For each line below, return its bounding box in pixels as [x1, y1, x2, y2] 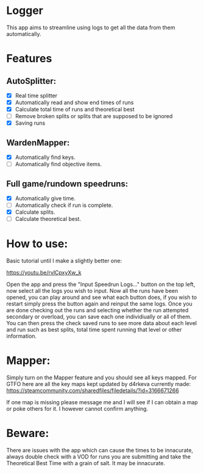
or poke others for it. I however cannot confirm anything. [6, 405, 149, 413]
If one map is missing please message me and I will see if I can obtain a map [6, 399, 198, 406]
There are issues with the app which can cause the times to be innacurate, [6, 447, 194, 454]
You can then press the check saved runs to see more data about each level [6, 320, 197, 327]
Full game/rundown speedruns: [6, 178, 128, 189]
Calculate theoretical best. [15, 215, 81, 223]
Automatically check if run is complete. [15, 201, 113, 209]
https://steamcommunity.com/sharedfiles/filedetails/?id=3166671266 [6, 387, 180, 394]
